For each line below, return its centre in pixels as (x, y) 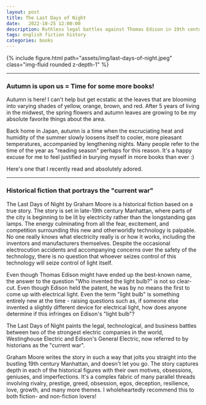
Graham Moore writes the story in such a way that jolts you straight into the (101, 357)
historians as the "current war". (46, 345)
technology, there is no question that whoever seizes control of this (91, 256)
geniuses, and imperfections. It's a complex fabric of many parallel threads (101, 376)
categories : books (30, 40)
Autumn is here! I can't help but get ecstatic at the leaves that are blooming (101, 99)
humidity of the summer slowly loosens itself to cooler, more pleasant (94, 137)
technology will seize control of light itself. (59, 263)
